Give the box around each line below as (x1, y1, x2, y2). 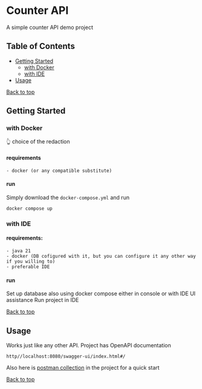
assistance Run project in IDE (6, 296, 79, 304)
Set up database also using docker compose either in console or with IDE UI (6, 290, 196, 297)
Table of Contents (6, 41, 76, 51)
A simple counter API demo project (6, 24, 94, 31)
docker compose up (6, 205, 53, 212)
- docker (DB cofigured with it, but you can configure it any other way (6, 253, 197, 259)
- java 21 (6, 247, 31, 254)
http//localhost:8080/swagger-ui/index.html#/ (6, 353, 126, 359)
